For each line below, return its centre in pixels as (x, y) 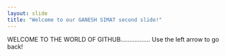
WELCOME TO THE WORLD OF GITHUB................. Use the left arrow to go (113, 39)
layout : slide (28, 13)
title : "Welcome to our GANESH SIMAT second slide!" (85, 20)
